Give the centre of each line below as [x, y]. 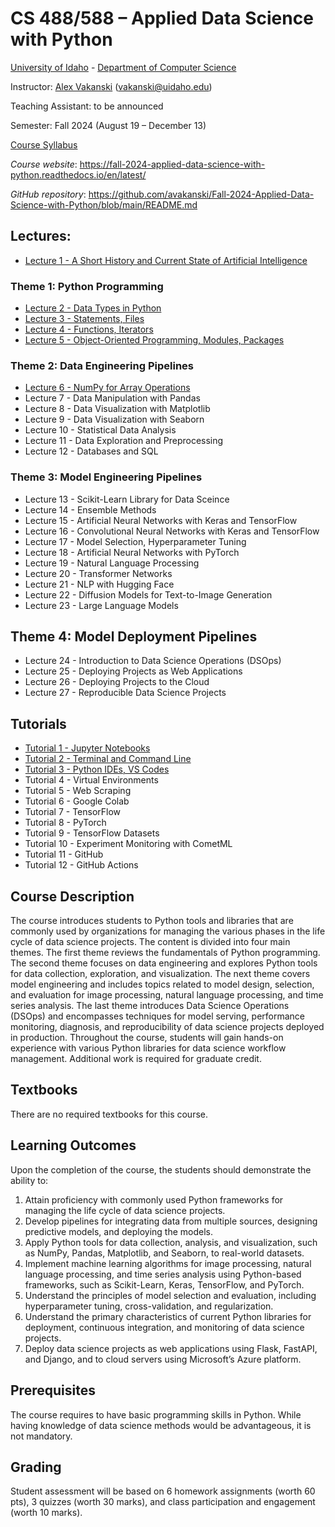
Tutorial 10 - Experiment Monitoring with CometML [128, 844]
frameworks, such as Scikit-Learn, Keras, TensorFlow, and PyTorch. [164, 1284]
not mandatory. [41, 1436]
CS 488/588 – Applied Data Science [162, 18]
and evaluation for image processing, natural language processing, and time [167, 995]
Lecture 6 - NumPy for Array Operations [107, 388]
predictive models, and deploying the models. [119, 1231]
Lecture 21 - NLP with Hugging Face [99, 584]
